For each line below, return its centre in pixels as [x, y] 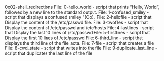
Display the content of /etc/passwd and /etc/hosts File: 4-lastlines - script [80, 28]
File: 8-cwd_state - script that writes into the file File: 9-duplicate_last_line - [81, 48]
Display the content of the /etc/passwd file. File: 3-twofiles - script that [77, 22]
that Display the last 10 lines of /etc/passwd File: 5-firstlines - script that [78, 33]
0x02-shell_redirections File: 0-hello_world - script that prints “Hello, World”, [82, 7]
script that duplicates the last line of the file [49, 53]
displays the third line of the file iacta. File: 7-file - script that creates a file [80, 43]
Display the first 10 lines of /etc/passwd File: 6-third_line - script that [74, 38]
